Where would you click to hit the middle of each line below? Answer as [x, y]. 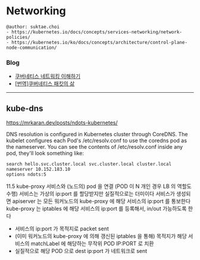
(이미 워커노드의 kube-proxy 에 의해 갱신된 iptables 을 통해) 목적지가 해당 [101, 236]
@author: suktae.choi [33, 27]
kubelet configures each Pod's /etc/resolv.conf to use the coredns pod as [97, 140]
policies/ [18, 37]
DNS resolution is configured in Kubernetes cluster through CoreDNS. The [97, 134]
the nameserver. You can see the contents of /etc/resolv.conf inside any [95, 147]
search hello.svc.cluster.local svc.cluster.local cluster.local [89, 164]
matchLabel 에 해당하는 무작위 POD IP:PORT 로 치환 [92, 244]
